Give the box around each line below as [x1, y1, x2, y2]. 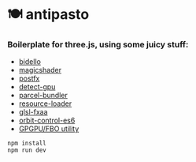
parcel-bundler [18, 91, 68, 100]
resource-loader [18, 99, 72, 108]
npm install [7, 139, 46, 148]
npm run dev [7, 146, 46, 154]
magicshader [18, 66, 62, 75]
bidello [18, 57, 41, 66]
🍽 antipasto [7, 6, 90, 24]
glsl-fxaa [18, 107, 48, 117]
